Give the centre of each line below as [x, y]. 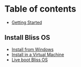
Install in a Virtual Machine [38, 54]
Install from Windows [33, 49]
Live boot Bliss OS [30, 60]
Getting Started [27, 22]
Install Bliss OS [27, 38]
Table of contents [40, 9]
